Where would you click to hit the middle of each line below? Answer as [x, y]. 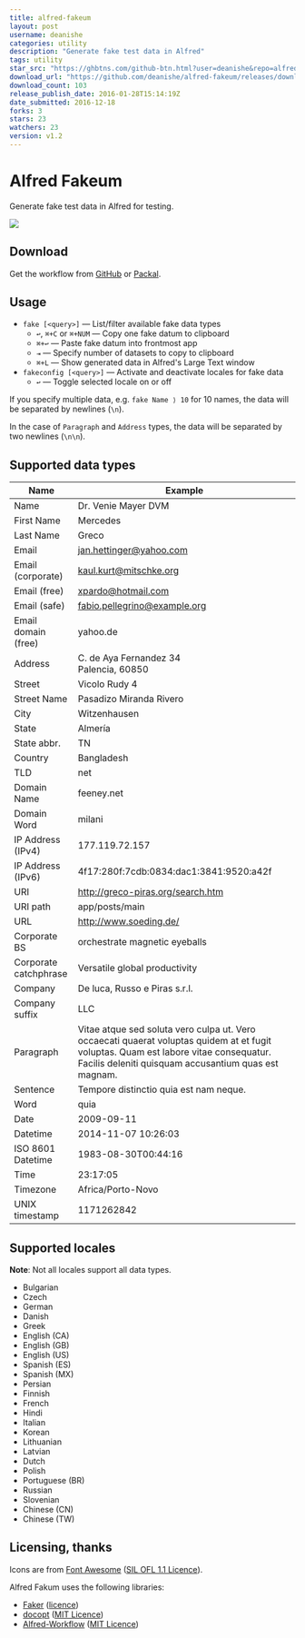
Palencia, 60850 [113, 670]
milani [90, 819]
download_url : [36, 77]
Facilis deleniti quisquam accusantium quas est [178, 1064]
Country [31, 758]
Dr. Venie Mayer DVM [123, 506]
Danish [36, 1316]
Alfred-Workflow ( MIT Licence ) [80, 1623]
